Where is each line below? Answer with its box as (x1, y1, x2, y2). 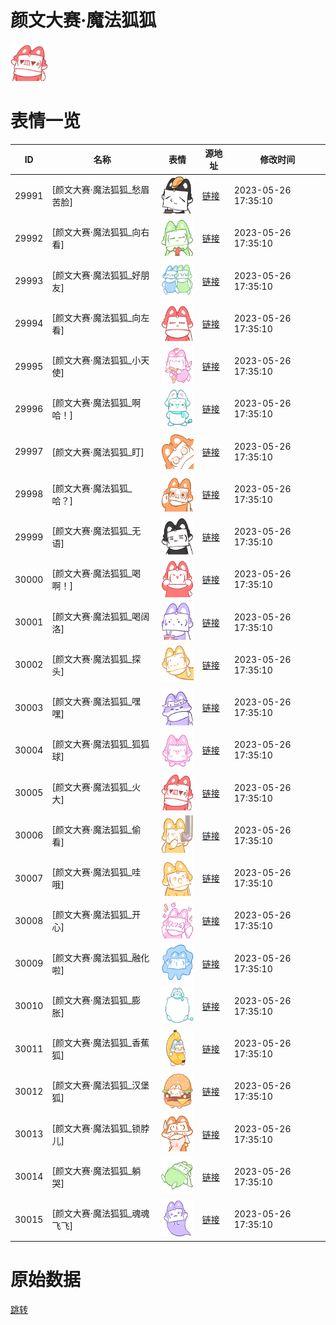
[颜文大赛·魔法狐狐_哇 (51, 866, 142, 878)
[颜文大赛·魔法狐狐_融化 (51, 951, 150, 963)
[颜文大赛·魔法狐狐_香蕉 (51, 1037, 150, 1049)
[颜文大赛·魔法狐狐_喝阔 (51, 610, 150, 622)
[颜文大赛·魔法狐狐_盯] (51, 446, 145, 458)
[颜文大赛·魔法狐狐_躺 (51, 1164, 142, 1176)
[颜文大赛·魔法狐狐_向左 (51, 311, 150, 323)
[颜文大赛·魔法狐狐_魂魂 (51, 1207, 150, 1220)
